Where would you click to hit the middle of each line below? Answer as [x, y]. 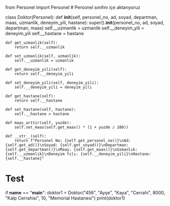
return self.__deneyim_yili [44, 74]
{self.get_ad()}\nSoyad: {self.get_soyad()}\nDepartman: [67, 145]
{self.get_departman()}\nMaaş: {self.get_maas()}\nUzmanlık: [72, 150]
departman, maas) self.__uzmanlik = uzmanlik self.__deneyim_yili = [75, 28]
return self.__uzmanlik [40, 47]
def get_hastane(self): [31, 96]
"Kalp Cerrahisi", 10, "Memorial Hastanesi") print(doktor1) [65, 198]
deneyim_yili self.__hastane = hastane [45, 33]
